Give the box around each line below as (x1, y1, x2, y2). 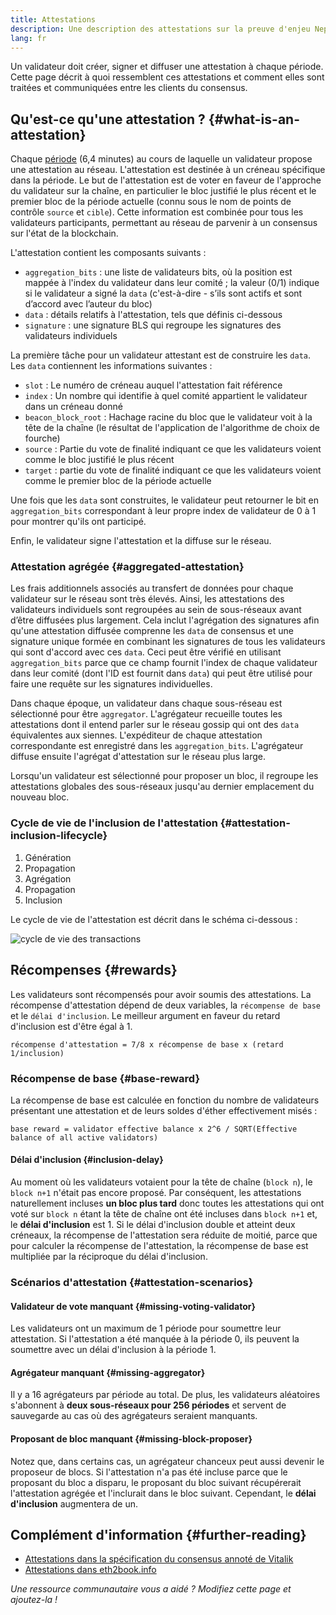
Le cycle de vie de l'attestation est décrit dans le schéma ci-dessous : (10, 913, 298, 925)
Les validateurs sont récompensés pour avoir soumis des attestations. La (10, 988, 312, 1000)
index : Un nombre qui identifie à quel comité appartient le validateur (24, 390, 308, 402)
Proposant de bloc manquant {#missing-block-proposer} (10, 1433, 253, 1445)
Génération (24, 851, 72, 863)
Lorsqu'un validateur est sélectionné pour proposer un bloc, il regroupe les (10, 770, 319, 782)
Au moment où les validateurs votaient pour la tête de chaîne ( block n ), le (10, 1176, 313, 1188)
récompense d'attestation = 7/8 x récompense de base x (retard (10, 1039, 284, 1050)
